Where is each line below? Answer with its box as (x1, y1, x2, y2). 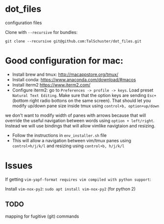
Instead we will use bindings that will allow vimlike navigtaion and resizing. (5, 123, 156, 128)
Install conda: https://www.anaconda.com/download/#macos (12, 76, 136, 82)
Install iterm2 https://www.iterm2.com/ (12, 82, 91, 88)
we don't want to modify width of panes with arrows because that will (5, 112, 146, 118)
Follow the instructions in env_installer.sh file (12, 132, 107, 138)
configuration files (5, 20, 42, 26)
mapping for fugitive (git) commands (5, 213, 80, 219)
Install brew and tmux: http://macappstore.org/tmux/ (12, 71, 119, 77)
